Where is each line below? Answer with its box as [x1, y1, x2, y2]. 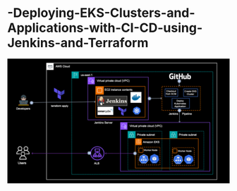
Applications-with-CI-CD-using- [7, 20, 203, 36]
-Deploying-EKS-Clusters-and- [7, 5, 195, 21]
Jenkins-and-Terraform [7, 35, 149, 51]
